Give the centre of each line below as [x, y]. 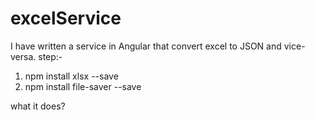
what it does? [38, 106]
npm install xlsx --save [71, 76]
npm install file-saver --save [83, 86]
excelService [66, 18]
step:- [50, 56]
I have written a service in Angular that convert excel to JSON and [146, 46]
